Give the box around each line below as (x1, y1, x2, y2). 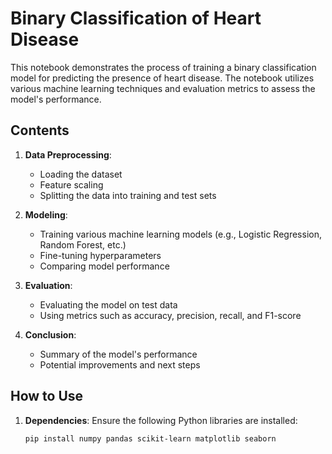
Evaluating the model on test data (39, 298, 178, 311)
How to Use (10, 388, 84, 405)
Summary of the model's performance (39, 348, 198, 360)
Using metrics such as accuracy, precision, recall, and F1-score (39, 309, 302, 321)
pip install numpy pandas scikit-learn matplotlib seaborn (24, 433, 277, 444)
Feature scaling (39, 178, 104, 191)
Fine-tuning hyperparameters (39, 249, 162, 261)
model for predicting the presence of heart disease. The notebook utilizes (10, 72, 315, 84)
